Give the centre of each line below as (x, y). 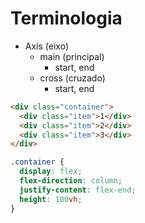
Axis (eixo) (46, 46)
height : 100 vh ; (51, 199)
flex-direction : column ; (71, 181)
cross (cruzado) (72, 78)
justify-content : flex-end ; (78, 190)
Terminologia (66, 18)
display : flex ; (51, 172)
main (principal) (72, 56)
